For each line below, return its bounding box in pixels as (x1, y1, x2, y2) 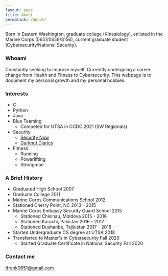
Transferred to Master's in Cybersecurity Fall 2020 (12, 235, 120, 241)
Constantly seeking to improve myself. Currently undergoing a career (5, 66, 151, 72)
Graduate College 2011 (12, 192, 60, 198)
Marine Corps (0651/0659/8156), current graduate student (5, 36, 128, 43)
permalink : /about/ (5, 17, 47, 22)
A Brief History (5, 174, 43, 181)
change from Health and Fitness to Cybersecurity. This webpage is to (5, 72, 152, 78)
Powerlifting (20, 156, 46, 162)
